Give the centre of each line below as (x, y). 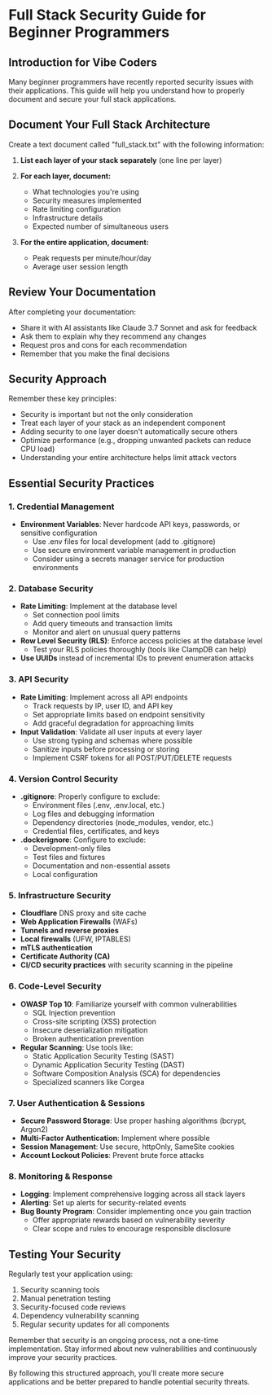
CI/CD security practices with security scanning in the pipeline (127, 965)
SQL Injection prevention (74, 1012)
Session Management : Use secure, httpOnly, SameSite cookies (127, 1147)
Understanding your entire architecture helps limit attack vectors (129, 458)
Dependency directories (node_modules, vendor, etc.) (123, 823)
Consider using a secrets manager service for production (128, 559)
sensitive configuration (59, 533)
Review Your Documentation (82, 292)
